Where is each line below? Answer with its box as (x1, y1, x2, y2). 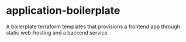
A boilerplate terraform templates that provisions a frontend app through (6, 23, 180, 30)
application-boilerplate (6, 4, 120, 17)
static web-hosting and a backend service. (6, 29, 109, 36)
